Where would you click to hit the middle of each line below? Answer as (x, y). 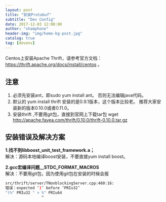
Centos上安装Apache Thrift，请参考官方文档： (54, 58)
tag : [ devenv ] (20, 43)
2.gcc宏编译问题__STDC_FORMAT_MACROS (52, 167)
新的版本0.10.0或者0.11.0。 (44, 108)
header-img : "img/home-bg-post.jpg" (44, 33)
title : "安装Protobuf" (28, 15)
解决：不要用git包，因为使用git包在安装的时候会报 (57, 174)
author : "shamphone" (27, 29)
